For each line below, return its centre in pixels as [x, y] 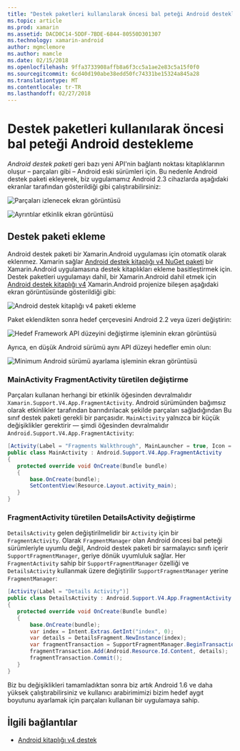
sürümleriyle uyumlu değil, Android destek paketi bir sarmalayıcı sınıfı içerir [118, 548]
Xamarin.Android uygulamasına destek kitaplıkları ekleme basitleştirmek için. [120, 269]
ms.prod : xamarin [33, 27]
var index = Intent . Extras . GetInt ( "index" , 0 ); [102, 631]
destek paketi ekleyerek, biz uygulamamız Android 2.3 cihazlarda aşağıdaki [118, 179]
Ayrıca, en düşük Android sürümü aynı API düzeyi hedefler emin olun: [109, 347]
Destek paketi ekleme [56, 237]
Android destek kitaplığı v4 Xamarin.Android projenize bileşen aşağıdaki [113, 284]
